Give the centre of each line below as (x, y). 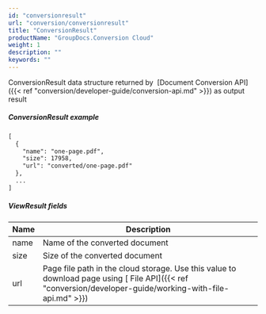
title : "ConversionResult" (53, 30)
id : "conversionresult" (47, 15)
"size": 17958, (47, 159)
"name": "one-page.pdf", (63, 151)
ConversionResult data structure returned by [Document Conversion (121, 82)
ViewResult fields (38, 206)
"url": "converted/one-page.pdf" (78, 166)
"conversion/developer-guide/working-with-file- (136, 288)
